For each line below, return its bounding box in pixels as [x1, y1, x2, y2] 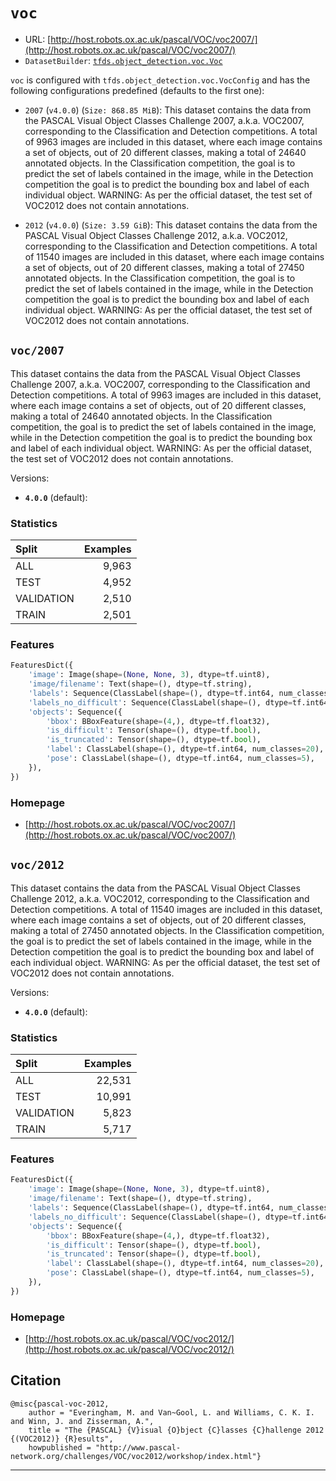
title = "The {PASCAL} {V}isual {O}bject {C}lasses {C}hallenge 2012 [28, 1425, 325, 1435]
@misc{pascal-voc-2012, [10, 1399, 110, 1409]
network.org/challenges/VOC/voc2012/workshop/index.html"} [10, 1451, 262, 1461]
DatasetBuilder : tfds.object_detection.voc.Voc [24, 54, 223, 66]
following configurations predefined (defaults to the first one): [10, 84, 265, 96]
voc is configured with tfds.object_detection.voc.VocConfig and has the [10, 74, 311, 86]
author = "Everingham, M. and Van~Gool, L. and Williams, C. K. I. [28, 1407, 315, 1418]
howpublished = [28, 1442, 92, 1453]
